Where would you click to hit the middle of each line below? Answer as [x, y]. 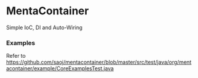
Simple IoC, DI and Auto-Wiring [44, 27]
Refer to [16, 56]
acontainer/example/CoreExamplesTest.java [60, 68]
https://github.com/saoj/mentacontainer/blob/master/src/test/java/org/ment [99, 62]
